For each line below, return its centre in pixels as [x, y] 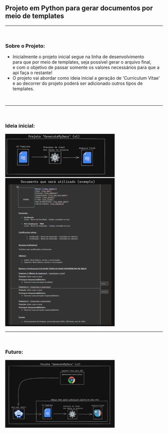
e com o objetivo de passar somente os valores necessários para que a [86, 68]
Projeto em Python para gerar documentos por [79, 8]
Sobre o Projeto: [25, 46]
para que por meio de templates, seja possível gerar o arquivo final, [82, 62]
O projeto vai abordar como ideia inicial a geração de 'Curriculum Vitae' [86, 78]
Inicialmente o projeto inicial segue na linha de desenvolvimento [78, 57]
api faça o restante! [32, 73]
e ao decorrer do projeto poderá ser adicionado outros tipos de [77, 83]
